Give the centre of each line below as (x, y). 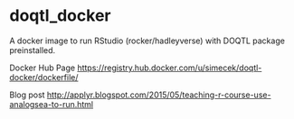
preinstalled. (33, 50)
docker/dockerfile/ (44, 77)
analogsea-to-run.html (51, 104)
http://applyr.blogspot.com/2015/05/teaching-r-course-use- (159, 95)
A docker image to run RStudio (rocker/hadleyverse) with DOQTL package (147, 41)
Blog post (27, 95)
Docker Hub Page (42, 68)
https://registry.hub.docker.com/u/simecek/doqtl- (169, 68)
